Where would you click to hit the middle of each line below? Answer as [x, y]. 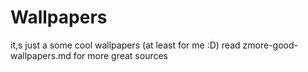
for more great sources [120, 55]
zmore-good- [270, 45]
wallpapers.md [41, 55]
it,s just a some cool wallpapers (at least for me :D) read [125, 45]
